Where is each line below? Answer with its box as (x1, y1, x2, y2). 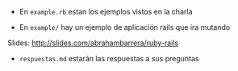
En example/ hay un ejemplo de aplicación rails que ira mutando (19, 23, 231, 31)
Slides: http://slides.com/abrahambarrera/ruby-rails (7, 38, 179, 48)
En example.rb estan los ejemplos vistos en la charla (19, 7, 193, 16)
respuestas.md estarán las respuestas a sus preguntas (19, 54, 199, 63)
